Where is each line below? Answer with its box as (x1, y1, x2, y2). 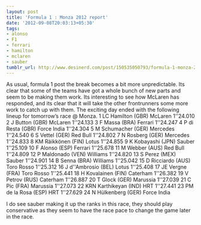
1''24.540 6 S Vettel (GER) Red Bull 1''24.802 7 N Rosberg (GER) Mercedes (6, 132, 190, 139)
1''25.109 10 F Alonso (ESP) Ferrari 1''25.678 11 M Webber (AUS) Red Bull (6, 144, 184, 151)
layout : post (6, 8, 39, 15)
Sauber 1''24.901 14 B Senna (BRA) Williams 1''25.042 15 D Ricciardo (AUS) (6, 157, 191, 165)
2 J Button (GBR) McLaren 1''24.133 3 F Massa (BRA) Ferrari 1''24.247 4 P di (6, 119, 193, 126)
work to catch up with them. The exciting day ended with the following (6, 106, 179, 114)
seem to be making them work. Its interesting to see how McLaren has (6, 93, 179, 101)
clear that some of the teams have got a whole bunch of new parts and (6, 87, 181, 95)
